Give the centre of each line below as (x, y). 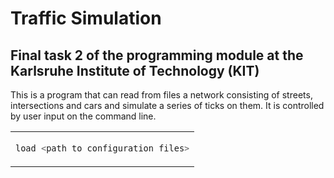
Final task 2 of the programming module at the (157, 55)
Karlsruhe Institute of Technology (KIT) (135, 70)
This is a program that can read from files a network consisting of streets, (161, 95)
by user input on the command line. (83, 116)
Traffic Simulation (86, 18)
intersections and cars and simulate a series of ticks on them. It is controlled (167, 105)
